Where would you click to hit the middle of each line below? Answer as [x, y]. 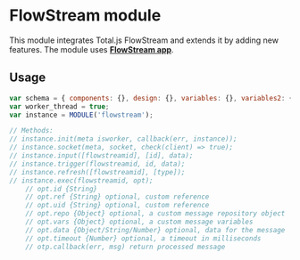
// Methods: [31, 131]
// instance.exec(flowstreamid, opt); [81, 180]
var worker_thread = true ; [59, 106]
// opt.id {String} [62, 189]
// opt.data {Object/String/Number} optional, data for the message [155, 230]
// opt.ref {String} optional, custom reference [117, 197]
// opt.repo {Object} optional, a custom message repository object [155, 214]
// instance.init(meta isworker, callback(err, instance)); [124, 139]
